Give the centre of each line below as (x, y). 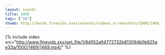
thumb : (12, 23)
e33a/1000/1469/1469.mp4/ (33, 47)
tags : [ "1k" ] (18, 18)
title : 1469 (17, 14)
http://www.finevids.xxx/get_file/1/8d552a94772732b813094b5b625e (87, 42)
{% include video (23, 37)
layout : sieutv (21, 9)
